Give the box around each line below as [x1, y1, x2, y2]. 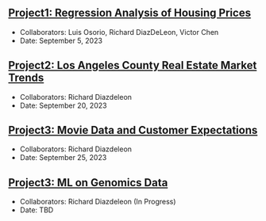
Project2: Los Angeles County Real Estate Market [8, 59, 257, 72]
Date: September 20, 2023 [19, 101, 107, 110]
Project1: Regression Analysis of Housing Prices [8, 6, 252, 20]
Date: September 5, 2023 [19, 36, 103, 45]
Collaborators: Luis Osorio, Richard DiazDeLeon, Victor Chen [19, 27, 219, 36]
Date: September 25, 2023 [19, 153, 107, 162]
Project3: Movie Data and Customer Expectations [8, 124, 258, 137]
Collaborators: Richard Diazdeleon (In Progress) [19, 197, 176, 207]
